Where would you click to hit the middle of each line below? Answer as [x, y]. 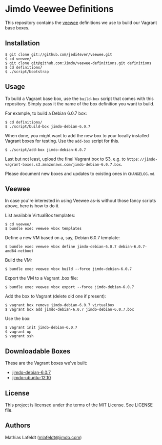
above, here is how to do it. [32, 206]
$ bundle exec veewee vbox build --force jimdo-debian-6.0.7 [69, 269]
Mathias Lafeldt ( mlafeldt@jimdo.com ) [43, 437]
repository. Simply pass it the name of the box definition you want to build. [80, 103]
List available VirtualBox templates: [40, 215]
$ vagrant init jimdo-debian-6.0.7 [41, 328]
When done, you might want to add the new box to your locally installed [77, 135]
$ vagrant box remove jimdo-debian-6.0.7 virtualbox [60, 305]
